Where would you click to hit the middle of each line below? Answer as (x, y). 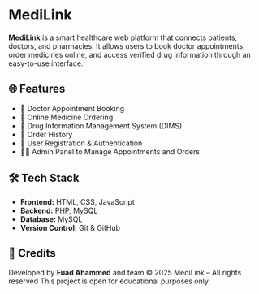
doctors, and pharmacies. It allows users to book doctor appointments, (127, 45)
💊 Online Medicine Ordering (67, 117)
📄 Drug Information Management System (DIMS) (101, 125)
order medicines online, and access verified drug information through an (130, 54)
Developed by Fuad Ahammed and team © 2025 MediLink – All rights (125, 273)
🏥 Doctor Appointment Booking (72, 108)
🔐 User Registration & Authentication (81, 143)
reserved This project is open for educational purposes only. (110, 281)
